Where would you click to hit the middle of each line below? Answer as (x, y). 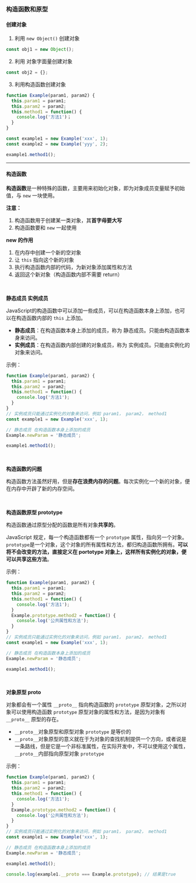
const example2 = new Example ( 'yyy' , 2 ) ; (57, 144)
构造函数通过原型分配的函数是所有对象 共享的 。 (62, 525)
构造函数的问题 (24, 469)
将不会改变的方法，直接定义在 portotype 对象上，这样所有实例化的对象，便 (96, 552)
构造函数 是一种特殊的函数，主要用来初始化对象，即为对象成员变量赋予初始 (95, 188)
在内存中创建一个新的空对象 (48, 252)
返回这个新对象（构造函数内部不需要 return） (69, 274)
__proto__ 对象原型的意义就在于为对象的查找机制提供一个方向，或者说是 (100, 739)
